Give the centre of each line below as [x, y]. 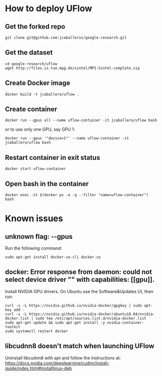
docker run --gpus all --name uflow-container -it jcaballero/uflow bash [81, 120]
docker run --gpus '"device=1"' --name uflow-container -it [67, 139]
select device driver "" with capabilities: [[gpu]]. [80, 280]
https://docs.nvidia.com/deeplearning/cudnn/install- [57, 363]
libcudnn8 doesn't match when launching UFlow [80, 346]
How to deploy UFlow [49, 9]
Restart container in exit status [53, 157]
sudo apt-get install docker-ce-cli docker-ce [53, 257]
